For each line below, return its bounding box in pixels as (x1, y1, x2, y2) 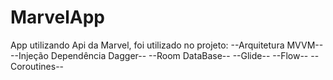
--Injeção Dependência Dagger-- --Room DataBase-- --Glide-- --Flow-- (10, 49, 309, 61)
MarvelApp (10, 6, 105, 29)
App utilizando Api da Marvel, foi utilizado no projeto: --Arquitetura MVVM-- (10, 39, 324, 51)
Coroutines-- (10, 60, 65, 72)
